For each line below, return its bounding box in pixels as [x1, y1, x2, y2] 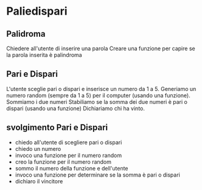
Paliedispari [6, 4, 68, 18]
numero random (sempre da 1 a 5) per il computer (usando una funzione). [6, 92, 190, 99]
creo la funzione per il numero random [15, 158, 111, 166]
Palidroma [6, 29, 46, 39]
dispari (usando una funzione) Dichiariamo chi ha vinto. [6, 104, 145, 112]
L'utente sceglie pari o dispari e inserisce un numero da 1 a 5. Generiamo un [6, 85, 197, 92]
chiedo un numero [15, 145, 61, 152]
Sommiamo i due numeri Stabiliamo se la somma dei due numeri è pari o [6, 98, 187, 105]
